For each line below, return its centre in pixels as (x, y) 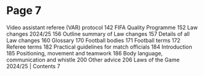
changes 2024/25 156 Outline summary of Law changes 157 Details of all (98, 33)
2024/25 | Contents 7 (33, 66)
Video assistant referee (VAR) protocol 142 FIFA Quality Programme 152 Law (102, 27)
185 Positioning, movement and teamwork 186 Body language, (85, 53)
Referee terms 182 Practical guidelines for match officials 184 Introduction (99, 47)
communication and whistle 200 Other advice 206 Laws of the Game (93, 60)
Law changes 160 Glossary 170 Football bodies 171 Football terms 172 (93, 40)
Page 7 (24, 11)
